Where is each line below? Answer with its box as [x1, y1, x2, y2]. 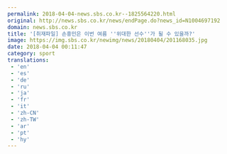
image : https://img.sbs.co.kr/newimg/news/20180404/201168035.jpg [7, 37, 208, 44]
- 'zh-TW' [10, 116, 40, 123]
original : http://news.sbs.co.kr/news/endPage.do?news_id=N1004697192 [7, 17, 221, 24]
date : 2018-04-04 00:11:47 [7, 43, 87, 50]
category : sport [7, 50, 55, 57]
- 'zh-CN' [10, 109, 40, 116]
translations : [7, 57, 50, 64]
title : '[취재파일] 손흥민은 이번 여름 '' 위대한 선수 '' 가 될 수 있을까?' [7, 30, 196, 38]
